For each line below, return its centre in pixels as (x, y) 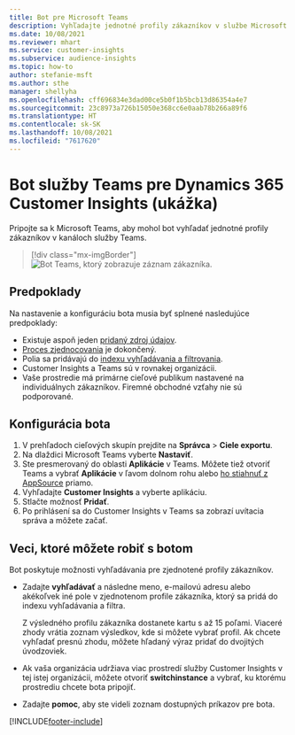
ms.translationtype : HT (53, 116)
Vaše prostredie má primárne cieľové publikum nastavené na (133, 377)
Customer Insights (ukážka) (114, 203)
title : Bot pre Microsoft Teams (69, 17)
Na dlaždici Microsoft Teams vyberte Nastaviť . (107, 455)
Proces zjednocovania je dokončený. (89, 349)
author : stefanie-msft (51, 75)
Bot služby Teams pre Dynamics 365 (147, 185)
